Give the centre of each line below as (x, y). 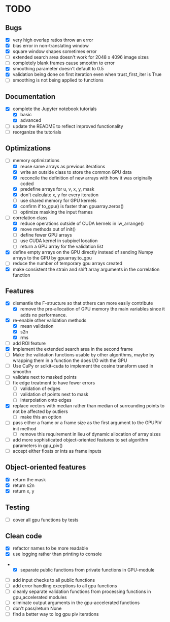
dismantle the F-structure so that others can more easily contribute (83, 303)
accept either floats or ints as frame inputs (57, 451)
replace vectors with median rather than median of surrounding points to (89, 406)
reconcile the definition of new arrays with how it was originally (86, 178)
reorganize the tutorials (37, 132)
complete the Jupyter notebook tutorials (55, 109)
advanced (31, 120)
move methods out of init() (48, 229)
